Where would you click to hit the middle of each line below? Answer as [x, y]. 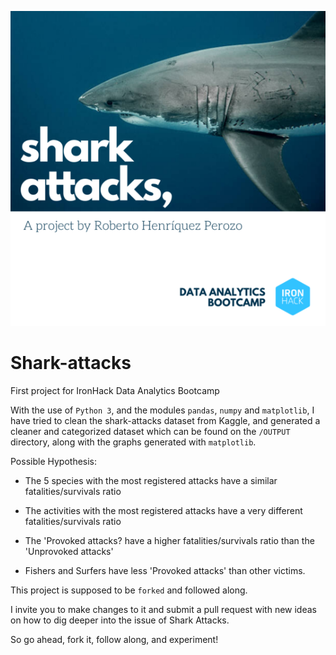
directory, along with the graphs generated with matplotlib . [133, 442]
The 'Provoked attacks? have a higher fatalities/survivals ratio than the [169, 540]
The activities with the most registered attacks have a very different [163, 510]
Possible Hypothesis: [54, 461]
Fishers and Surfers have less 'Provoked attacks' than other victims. [165, 570]
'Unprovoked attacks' [69, 551]
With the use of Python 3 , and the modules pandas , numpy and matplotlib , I [162, 410]
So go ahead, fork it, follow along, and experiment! [114, 639]
